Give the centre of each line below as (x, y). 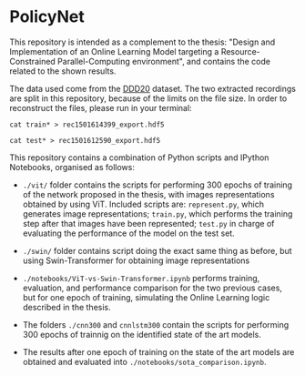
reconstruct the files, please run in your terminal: (101, 107)
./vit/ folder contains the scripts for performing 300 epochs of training (158, 185)
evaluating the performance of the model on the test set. (128, 233)
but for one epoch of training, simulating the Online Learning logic (146, 297)
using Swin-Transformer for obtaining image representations (136, 260)
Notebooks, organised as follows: (72, 167)
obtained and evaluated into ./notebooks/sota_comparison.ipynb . (144, 361)
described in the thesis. (66, 307)
